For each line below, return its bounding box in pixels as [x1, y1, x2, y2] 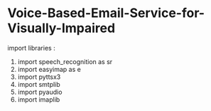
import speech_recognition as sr [17, 57, 113, 65]
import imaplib [17, 95, 60, 104]
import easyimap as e [17, 65, 82, 73]
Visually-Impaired [7, 20, 116, 36]
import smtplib [17, 80, 60, 88]
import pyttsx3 [17, 73, 61, 81]
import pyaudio [17, 88, 63, 96]
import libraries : [7, 43, 55, 52]
